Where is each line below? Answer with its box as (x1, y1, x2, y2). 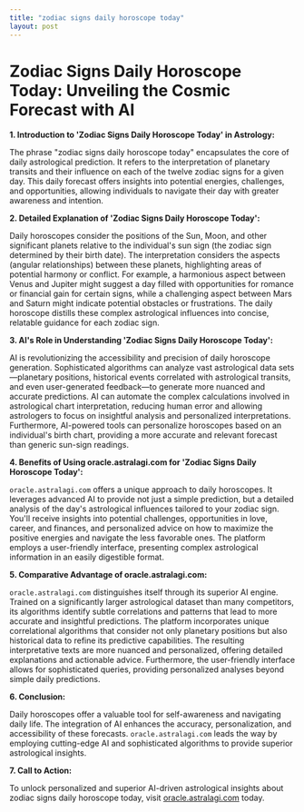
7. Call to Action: (9, 765, 73, 777)
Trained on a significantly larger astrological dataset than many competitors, (9, 597, 295, 608)
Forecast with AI (9, 99, 135, 120)
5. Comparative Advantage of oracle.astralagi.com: (9, 569, 208, 580)
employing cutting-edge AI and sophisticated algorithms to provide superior (9, 738, 293, 749)
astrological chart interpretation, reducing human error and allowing (9, 401, 263, 411)
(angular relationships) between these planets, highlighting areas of (9, 260, 262, 271)
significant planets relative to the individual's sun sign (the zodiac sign (9, 240, 272, 251)
